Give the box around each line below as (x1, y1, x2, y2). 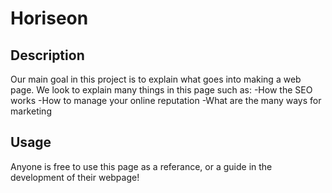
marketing (10, 105, 52, 117)
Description (10, 47, 85, 64)
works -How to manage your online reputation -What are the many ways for (10, 95, 322, 106)
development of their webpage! (10, 171, 140, 183)
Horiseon (10, 7, 89, 30)
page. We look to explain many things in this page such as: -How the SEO (10, 84, 313, 96)
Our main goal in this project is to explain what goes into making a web (10, 73, 302, 85)
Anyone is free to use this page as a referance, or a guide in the (10, 160, 273, 172)
